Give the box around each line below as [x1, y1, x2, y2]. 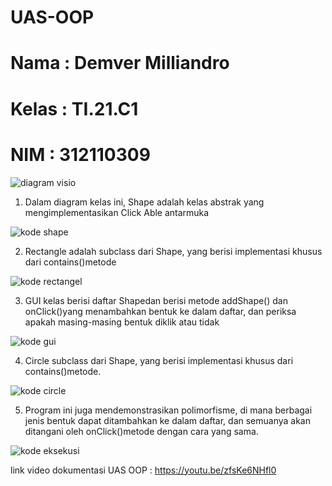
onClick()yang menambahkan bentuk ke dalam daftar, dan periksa [24, 305, 297, 317]
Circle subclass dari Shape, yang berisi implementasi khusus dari [24, 354, 294, 366]
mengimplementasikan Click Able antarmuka [24, 206, 210, 218]
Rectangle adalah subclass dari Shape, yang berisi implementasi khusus [24, 245, 323, 257]
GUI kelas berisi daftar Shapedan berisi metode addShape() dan [24, 294, 288, 306]
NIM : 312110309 [10, 143, 151, 166]
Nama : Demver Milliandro [10, 52, 230, 75]
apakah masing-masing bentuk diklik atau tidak [24, 316, 220, 328]
